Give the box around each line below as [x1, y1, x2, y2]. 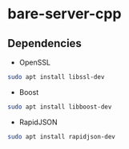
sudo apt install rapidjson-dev [7, 132, 115, 140]
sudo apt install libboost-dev [7, 103, 112, 111]
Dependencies [7, 37, 82, 50]
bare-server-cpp [7, 5, 122, 23]
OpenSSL [18, 57, 51, 67]
